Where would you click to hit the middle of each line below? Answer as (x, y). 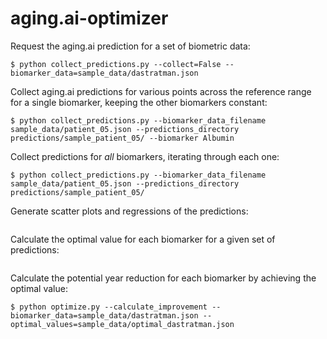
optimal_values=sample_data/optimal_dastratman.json (122, 324)
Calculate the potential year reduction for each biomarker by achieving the (163, 278)
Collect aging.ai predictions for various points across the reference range (161, 91)
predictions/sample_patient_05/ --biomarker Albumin (122, 138)
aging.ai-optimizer (89, 18)
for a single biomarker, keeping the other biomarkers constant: (139, 102)
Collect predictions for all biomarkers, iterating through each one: (145, 156)
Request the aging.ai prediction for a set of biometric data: (130, 46)
